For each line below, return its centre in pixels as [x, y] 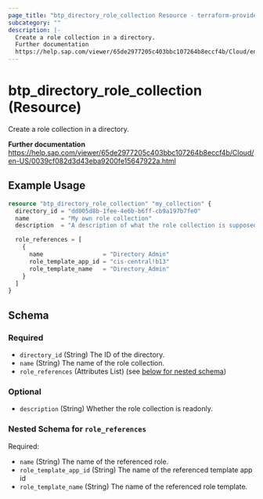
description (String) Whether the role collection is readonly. [116, 409]
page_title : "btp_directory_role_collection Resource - [101, 15]
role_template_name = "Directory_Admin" [99, 269]
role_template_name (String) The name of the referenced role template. [133, 486]
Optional [25, 392]
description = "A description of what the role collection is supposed [136, 226]
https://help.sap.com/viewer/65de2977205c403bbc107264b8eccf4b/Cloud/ [131, 152]
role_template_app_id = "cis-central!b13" [99, 261]
